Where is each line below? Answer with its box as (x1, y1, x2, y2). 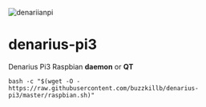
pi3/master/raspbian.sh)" (8, 91, 95, 99)
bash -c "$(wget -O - (8, 77, 81, 85)
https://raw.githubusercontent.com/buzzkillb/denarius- (8, 84, 199, 92)
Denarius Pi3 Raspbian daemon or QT (8, 61, 134, 71)
